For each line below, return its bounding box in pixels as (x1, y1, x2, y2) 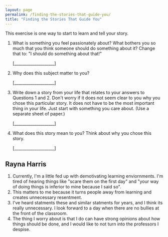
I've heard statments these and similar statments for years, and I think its (12, 200, 163, 206)
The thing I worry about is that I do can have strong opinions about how (12, 216, 160, 222)
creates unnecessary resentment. (12, 194, 82, 200)
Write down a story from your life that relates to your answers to (12, 90, 145, 96)
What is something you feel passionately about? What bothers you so (12, 40, 156, 46)
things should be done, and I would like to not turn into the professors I (12, 221, 159, 227)
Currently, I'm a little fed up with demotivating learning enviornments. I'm (12, 173, 163, 179)
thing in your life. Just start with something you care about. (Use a (12, 106, 149, 112)
